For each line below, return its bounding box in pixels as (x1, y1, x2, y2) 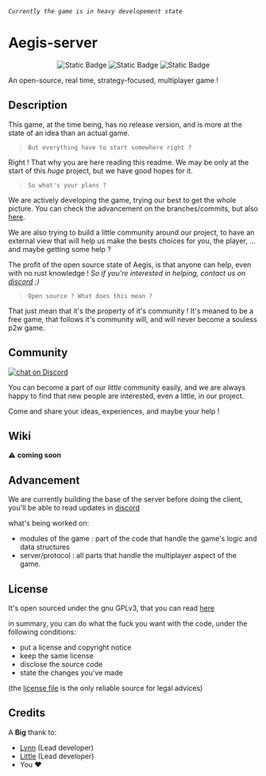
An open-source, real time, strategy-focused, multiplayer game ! (8, 76, 218, 85)
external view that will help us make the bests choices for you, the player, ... (8, 235, 256, 246)
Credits (8, 706, 46, 720)
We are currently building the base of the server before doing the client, (8, 495, 244, 504)
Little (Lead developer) (19, 751, 94, 761)
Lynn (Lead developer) (19, 743, 94, 752)
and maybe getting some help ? (8, 244, 111, 254)
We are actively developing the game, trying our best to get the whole (8, 195, 237, 204)
